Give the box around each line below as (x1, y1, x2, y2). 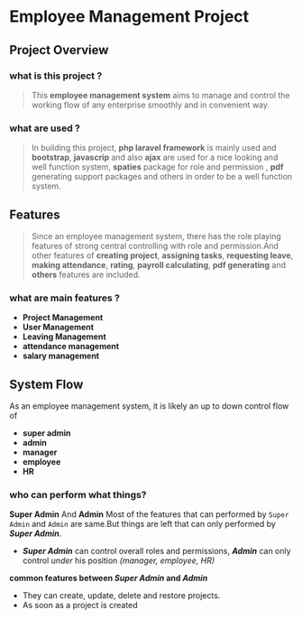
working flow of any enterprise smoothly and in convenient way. (31, 99, 270, 110)
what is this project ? (9, 69, 103, 82)
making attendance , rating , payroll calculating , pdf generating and (31, 259, 287, 270)
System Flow (9, 376, 84, 392)
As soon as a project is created (22, 600, 138, 611)
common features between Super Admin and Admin (9, 573, 208, 584)
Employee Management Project (9, 6, 250, 27)
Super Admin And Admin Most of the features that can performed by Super (9, 509, 289, 520)
